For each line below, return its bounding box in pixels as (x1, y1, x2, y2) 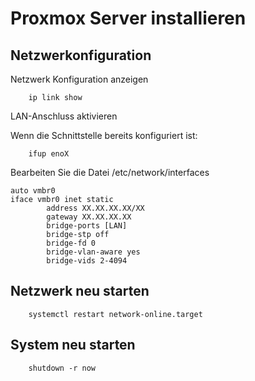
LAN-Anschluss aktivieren (10, 110, 118, 122)
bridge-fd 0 (46, 238, 97, 248)
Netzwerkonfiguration (10, 47, 152, 64)
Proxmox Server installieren (10, 7, 247, 30)
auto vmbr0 (10, 186, 56, 196)
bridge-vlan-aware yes (46, 247, 141, 257)
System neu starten (10, 337, 136, 354)
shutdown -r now (28, 363, 97, 373)
